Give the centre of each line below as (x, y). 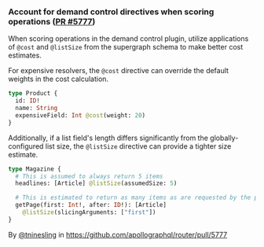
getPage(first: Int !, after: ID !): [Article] (91, 205)
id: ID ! (28, 101)
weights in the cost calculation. (58, 79)
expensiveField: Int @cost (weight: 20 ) (81, 115)
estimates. (25, 55)
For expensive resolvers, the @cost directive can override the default (119, 71)
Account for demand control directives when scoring (111, 12)
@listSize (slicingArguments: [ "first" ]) (89, 212)
